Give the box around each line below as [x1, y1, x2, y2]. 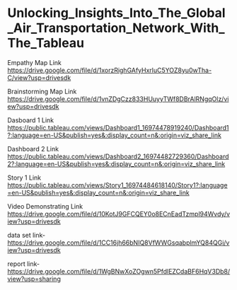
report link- [7, 260, 40, 268]
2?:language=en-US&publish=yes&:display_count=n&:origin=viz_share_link [7, 159, 226, 168]
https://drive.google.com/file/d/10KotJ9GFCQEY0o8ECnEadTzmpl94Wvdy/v [7, 209, 231, 218]
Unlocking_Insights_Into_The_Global [7, 5, 226, 21]
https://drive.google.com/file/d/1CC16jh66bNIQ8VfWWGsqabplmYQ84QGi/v [7, 238, 230, 247]
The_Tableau [7, 35, 85, 51]
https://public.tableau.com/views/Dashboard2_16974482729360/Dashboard [7, 152, 229, 161]
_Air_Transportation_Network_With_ [7, 20, 225, 36]
